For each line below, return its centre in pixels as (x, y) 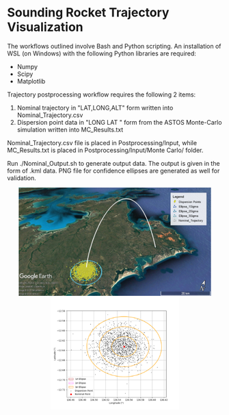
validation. (22, 178)
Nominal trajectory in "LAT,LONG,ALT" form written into (95, 108)
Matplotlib (31, 81)
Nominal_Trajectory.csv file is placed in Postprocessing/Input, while (102, 142)
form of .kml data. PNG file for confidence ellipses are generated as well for (113, 171)
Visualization (45, 27)
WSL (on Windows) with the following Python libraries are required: (102, 53)
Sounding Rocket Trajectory (88, 13)
